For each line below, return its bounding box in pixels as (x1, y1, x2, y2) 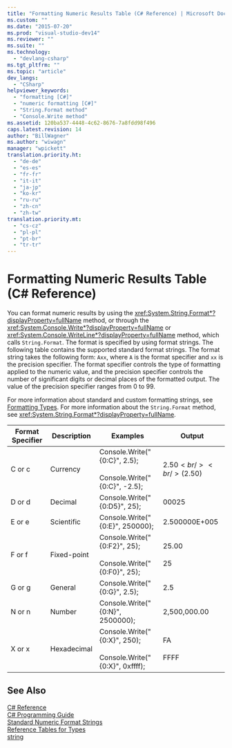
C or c (10, 465, 31, 474)
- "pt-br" (13, 235, 41, 242)
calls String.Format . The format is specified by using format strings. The (7, 338, 214, 346)
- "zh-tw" (13, 209, 41, 216)
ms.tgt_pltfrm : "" (7, 62, 60, 68)
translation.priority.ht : (7, 151, 81, 159)
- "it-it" (13, 177, 41, 184)
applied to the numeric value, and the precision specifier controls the (7, 368, 204, 376)
